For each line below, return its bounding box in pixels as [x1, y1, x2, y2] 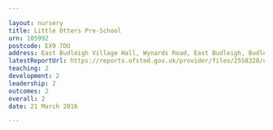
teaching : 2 [8, 64, 49, 73]
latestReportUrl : [8, 57, 67, 65]
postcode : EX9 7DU [8, 41, 71, 50]
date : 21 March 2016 [8, 102, 79, 110]
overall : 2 [8, 94, 45, 102]
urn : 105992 [8, 34, 49, 42]
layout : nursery [8, 19, 63, 27]
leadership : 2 [8, 79, 57, 88]
